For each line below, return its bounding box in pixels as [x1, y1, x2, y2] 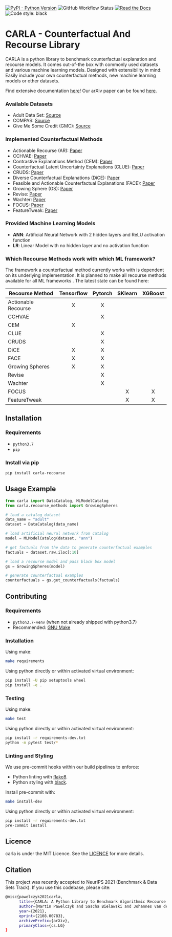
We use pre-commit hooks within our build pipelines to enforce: [5, 764, 140, 770]
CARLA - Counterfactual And [5, 28, 131, 40]
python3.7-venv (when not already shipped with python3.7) [12, 619, 137, 625]
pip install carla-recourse [5, 471, 66, 476]
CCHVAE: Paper [12, 152, 47, 159]
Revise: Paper [12, 191, 42, 197]
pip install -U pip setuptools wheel [5, 678, 86, 683]
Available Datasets [5, 100, 53, 107]
